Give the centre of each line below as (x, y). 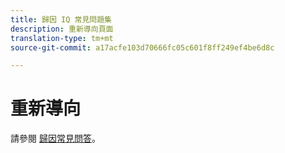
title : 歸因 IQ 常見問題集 (61, 19)
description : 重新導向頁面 (62, 29)
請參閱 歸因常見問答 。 (55, 138)
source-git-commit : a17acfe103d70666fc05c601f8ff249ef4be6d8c (142, 47)
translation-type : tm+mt (62, 38)
